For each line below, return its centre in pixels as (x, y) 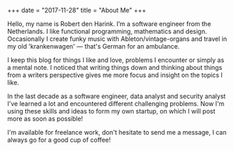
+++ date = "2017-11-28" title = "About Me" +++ (77, 10)
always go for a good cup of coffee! (59, 140)
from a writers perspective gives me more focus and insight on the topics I (115, 75)
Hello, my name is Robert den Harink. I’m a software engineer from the (109, 24)
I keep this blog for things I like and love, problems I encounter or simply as (116, 60)
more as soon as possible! (45, 119)
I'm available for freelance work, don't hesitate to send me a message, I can (117, 132)
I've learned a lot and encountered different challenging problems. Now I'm (116, 104)
